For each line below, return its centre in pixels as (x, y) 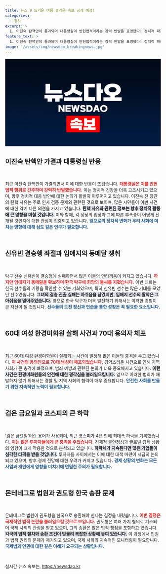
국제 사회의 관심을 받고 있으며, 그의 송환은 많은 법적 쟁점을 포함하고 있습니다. (84, 528)
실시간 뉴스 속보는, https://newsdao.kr (43, 566)
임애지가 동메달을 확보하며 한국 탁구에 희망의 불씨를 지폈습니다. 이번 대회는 (85, 282)
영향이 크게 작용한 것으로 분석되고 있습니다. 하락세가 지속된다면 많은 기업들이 (84, 448)
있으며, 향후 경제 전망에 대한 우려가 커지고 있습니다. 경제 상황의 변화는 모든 (85, 460)
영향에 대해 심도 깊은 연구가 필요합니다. (51, 227)
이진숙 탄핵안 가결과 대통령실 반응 (53, 161)
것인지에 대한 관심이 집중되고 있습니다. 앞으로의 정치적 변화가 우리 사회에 (83, 221)
